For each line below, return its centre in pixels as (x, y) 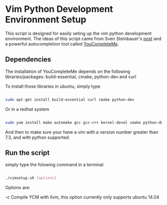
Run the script (27, 153)
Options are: (18, 188)
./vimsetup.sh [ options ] (31, 178)
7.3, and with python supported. (38, 137)
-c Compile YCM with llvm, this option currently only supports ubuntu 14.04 (82, 197)
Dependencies (28, 60)
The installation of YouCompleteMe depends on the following (68, 71)
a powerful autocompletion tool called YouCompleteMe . (62, 44)
